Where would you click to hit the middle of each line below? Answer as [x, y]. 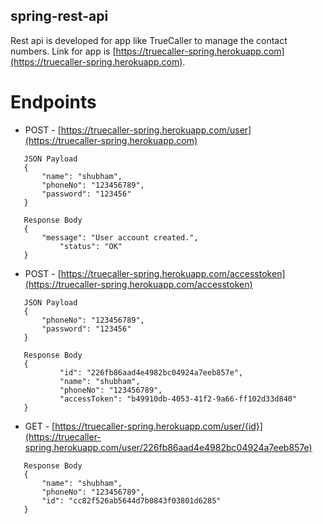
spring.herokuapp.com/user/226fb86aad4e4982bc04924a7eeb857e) [168, 447]
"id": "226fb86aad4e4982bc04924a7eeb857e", [151, 372]
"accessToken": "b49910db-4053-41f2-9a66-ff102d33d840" [178, 399]
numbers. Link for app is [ [63, 51]
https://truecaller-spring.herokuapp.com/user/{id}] [158, 426]
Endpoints [53, 102]
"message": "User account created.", [120, 237]
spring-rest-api [59, 16]
